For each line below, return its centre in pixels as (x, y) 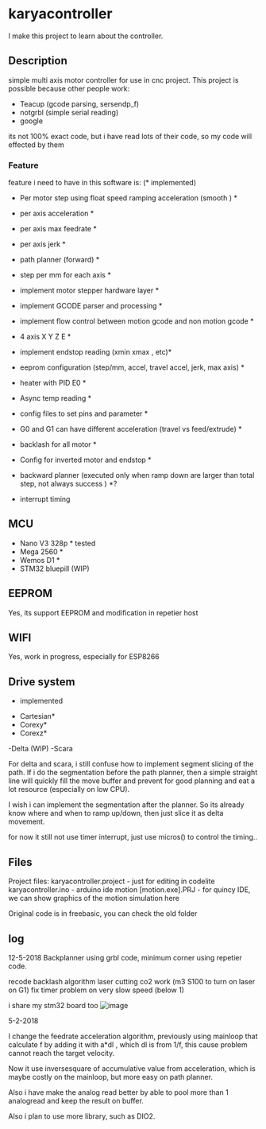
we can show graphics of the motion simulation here (94, 898)
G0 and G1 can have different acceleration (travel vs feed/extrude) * (131, 429)
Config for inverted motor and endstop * (86, 460)
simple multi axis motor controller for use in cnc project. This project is (123, 80)
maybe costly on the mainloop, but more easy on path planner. (110, 1077)
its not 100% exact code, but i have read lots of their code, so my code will (130, 136)
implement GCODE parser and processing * (91, 306)
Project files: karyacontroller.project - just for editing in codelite (112, 881)
